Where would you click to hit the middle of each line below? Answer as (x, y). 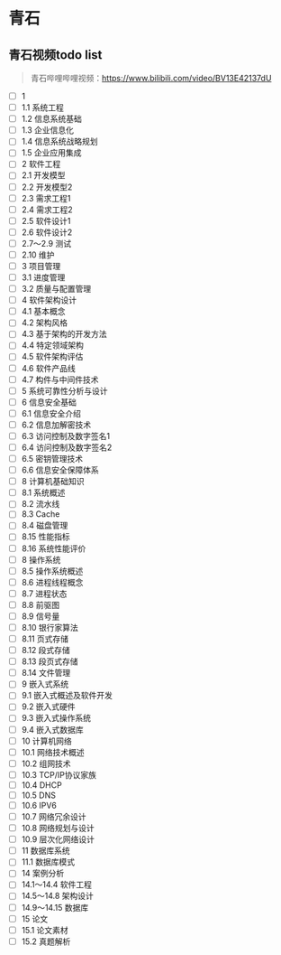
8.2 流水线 (41, 504)
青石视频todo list (55, 55)
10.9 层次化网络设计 (58, 839)
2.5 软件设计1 (46, 220)
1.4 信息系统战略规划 (59, 142)
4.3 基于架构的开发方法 (64, 334)
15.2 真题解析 (46, 941)
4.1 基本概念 (43, 312)
